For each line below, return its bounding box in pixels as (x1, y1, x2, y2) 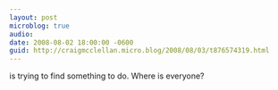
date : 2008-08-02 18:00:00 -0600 (9, 37, 134, 47)
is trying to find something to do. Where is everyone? (9, 70, 205, 81)
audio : (9, 29, 34, 38)
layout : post (9, 12, 58, 22)
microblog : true (9, 21, 70, 30)
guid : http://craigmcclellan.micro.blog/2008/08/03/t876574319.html (9, 46, 270, 55)
